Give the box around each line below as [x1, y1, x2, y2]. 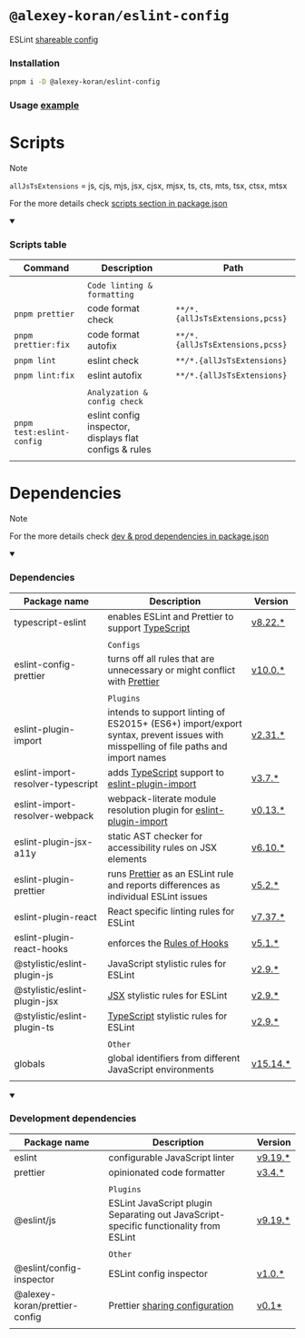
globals [14, 1057, 45, 1069]
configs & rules [87, 443, 152, 456]
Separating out [108, 1208, 172, 1221]
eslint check [87, 354, 139, 367]
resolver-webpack [14, 809, 94, 822]
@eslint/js [14, 1213, 56, 1226]
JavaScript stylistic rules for [107, 957, 227, 969]
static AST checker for [107, 829, 203, 842]
